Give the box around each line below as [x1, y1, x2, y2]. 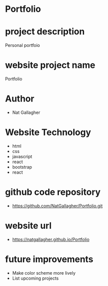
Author [5, 93, 34, 105]
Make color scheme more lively [12, 270, 76, 276]
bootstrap [12, 164, 32, 170]
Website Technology [5, 127, 91, 138]
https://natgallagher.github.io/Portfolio [12, 236, 90, 242]
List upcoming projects [12, 275, 59, 281]
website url [5, 220, 52, 231]
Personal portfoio [5, 42, 40, 48]
